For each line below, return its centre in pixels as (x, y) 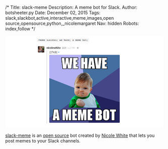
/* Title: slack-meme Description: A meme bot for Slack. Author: (71, 7)
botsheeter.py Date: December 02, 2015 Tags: (53, 13)
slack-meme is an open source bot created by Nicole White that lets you (80, 135)
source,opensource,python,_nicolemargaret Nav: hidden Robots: (72, 23)
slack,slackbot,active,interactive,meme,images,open (60, 18)
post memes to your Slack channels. (43, 141)
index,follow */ (20, 29)
